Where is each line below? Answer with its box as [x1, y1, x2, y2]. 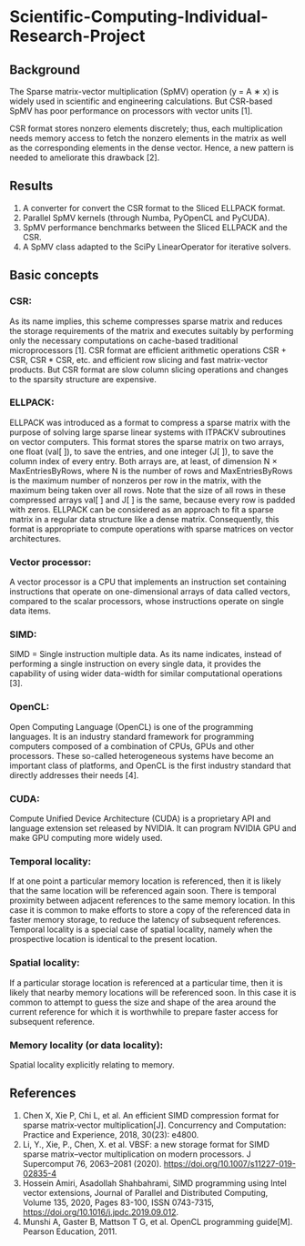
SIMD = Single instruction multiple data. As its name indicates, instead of [9, 649, 282, 660]
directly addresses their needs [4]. [9, 769, 139, 780]
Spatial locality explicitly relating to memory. [9, 1059, 175, 1070]
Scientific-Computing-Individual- [9, 6, 269, 27]
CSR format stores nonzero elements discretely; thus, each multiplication [9, 123, 283, 134]
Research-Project [9, 25, 146, 46]
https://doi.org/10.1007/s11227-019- [163, 1158, 296, 1169]
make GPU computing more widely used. [9, 832, 163, 843]
